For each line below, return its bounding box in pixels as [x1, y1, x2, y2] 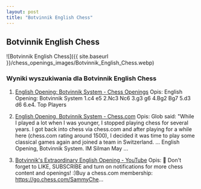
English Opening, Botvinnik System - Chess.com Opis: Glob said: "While [14, 112, 194, 120]
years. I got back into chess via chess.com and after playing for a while [14, 125, 192, 133]
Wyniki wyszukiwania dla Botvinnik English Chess [6, 74, 157, 83]
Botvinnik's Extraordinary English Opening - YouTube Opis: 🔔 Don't [14, 156, 182, 164]
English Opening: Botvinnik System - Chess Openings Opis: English [14, 88, 183, 95]
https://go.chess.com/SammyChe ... [14, 176, 104, 183]
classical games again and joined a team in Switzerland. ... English [14, 138, 180, 146]
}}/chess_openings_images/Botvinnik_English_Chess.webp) [6, 59, 155, 66]
